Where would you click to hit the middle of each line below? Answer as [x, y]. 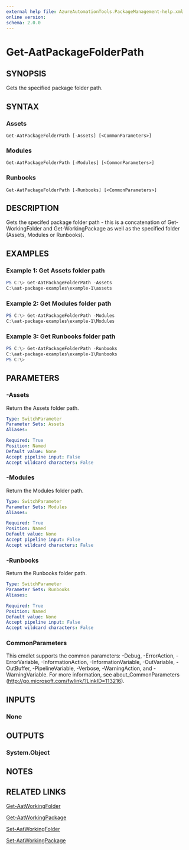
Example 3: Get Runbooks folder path [61, 336]
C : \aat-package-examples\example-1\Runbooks [62, 354]
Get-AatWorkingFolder [33, 806]
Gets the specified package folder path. [54, 88]
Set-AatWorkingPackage [36, 841]
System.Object [28, 753]
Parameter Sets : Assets [35, 424]
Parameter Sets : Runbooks [38, 590]
